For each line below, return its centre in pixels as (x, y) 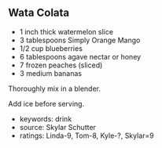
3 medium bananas (51, 73)
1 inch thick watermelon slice (66, 31)
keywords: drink (46, 119)
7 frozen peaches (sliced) (61, 65)
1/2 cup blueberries (51, 48)
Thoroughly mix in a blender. (54, 88)
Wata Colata (39, 13)
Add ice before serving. (46, 103)
